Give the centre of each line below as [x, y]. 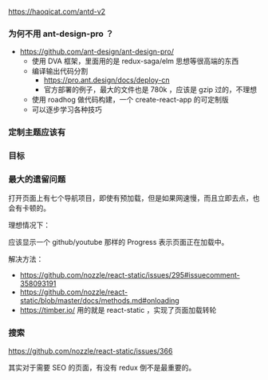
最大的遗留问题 [37, 179]
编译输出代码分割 [60, 71]
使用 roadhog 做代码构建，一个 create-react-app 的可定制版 [130, 100]
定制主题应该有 [37, 133]
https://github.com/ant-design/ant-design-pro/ [97, 52]
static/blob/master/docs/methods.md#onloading [99, 301]
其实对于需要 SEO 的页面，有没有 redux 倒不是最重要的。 [102, 367]
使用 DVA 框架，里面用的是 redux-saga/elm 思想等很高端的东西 [135, 61]
